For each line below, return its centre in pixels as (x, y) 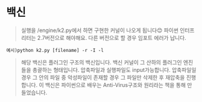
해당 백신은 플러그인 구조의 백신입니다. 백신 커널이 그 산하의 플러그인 (101, 62)
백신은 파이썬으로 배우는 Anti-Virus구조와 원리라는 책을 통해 (115, 84)
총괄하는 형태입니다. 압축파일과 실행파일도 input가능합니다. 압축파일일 (114, 69)
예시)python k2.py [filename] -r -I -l (55, 50)
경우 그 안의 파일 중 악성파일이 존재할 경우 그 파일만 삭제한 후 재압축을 (103, 77)
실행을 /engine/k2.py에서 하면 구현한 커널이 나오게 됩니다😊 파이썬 (100, 30)
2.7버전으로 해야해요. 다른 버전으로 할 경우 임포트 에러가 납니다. (112, 37)
